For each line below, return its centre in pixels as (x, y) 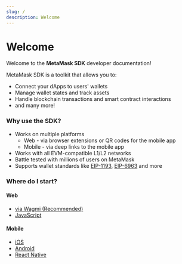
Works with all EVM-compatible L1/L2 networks (73, 153)
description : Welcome (33, 17)
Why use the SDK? (34, 121)
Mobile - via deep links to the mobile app (74, 146)
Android (24, 248)
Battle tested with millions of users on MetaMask (75, 159)
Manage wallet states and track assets (62, 93)
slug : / (16, 12)
